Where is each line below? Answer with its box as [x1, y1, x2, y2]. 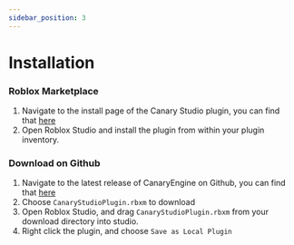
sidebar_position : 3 [8, 13, 87, 23]
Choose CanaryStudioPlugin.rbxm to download [21, 197, 196, 208]
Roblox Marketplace [8, 84, 99, 97]
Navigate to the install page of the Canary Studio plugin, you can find [21, 105, 280, 116]
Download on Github [8, 157, 101, 170]
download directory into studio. [21, 216, 139, 227]
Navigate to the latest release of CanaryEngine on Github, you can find [21, 178, 287, 189]
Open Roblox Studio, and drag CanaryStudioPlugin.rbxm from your [21, 206, 269, 218]
